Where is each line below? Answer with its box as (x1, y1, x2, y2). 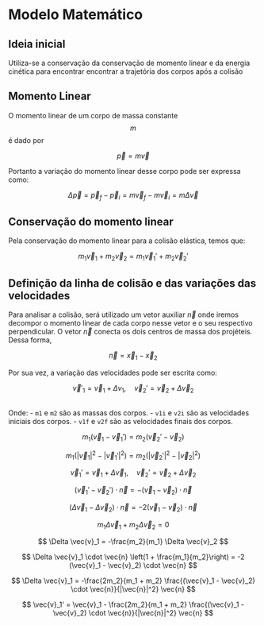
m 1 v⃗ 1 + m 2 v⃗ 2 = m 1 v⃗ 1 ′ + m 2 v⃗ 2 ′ (78, 252, 189, 263)
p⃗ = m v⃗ (117, 151, 150, 160)
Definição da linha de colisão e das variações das (8, 276, 256, 290)
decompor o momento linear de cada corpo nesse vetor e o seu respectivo (8, 318, 253, 328)
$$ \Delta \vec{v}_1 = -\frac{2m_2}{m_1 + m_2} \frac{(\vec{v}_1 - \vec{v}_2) (11, 576, 255, 585)
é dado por (8, 135, 44, 145)
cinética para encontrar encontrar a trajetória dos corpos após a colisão (8, 67, 243, 76)
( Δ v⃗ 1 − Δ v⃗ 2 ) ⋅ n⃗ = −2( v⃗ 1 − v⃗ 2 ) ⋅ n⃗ (69, 502, 197, 514)
